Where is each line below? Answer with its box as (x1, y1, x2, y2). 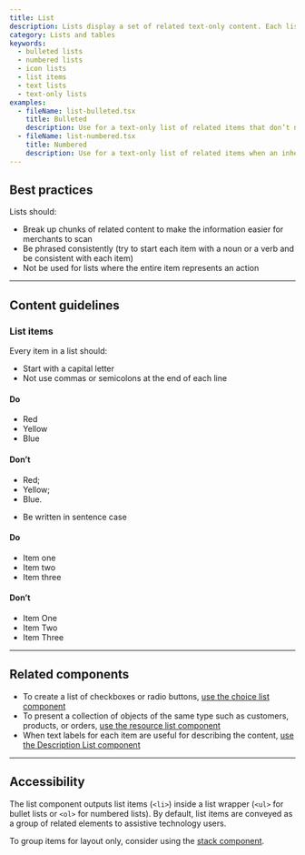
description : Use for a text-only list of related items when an (25, 148, 279, 157)
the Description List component (22, 739, 141, 750)
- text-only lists (17, 89, 88, 98)
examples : (9, 97, 47, 107)
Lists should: (9, 206, 57, 217)
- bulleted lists (17, 47, 84, 56)
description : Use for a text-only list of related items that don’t (25, 124, 290, 133)
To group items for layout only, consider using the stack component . (9, 835, 265, 846)
